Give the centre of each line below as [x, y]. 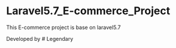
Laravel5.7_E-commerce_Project [88, 11]
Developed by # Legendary [40, 39]
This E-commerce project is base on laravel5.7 [63, 27]
